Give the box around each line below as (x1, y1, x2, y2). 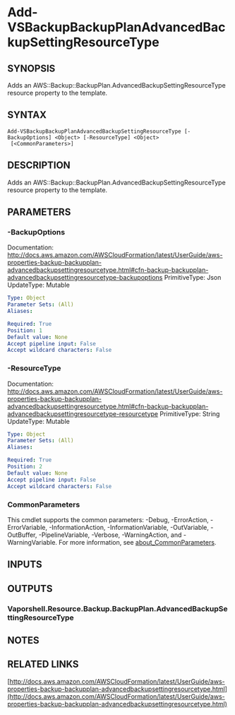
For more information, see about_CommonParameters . (59, 538, 217, 546)
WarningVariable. (7, 538, 58, 546)
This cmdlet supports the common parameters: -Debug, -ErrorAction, (7, 515, 210, 524)
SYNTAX (7, 109, 47, 121)
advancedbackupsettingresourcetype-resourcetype (7, 409, 159, 418)
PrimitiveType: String (159, 409, 220, 418)
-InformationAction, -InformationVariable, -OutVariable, (49, 523, 210, 531)
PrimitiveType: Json (164, 273, 222, 282)
